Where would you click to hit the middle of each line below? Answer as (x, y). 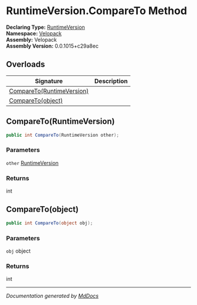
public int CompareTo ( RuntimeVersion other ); (62, 135)
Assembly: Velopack (32, 39)
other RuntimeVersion (32, 163)
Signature (49, 81)
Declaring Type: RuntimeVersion (45, 27)
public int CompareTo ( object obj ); (50, 223)
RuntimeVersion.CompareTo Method (97, 11)
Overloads (26, 64)
